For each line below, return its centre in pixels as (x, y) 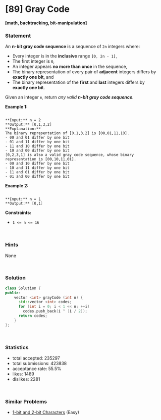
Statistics (17, 347)
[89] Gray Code (37, 9)
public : (13, 293)
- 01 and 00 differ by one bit (37, 177)
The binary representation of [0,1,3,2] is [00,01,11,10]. (67, 133)
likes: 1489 (23, 374)
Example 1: (17, 107)
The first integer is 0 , (33, 61)
